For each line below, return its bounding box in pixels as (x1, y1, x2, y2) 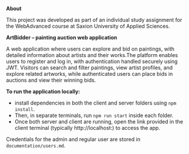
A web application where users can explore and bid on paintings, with (6, 45, 175, 52)
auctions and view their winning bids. (6, 76, 96, 83)
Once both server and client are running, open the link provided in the (14, 118, 184, 125)
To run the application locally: (6, 88, 80, 95)
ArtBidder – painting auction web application (6, 34, 117, 41)
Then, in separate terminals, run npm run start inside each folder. (14, 112, 174, 119)
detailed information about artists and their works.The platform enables (6, 52, 178, 58)
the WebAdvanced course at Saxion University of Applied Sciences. (6, 23, 170, 29)
